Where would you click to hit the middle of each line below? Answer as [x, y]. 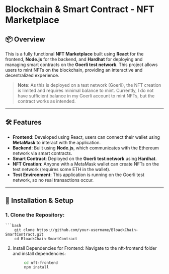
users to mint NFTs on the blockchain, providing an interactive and [74, 70]
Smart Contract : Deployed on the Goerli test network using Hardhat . [84, 158]
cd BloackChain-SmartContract [46, 239]
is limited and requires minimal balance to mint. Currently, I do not [86, 90]
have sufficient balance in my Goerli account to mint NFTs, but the [86, 96]
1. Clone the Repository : [35, 215]
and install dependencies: [39, 253]
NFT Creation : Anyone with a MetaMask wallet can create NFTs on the [86, 164]
